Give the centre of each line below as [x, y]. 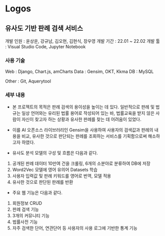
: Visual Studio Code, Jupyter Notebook [45, 47]
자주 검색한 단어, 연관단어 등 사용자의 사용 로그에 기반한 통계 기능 [75, 228]
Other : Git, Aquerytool [28, 81]
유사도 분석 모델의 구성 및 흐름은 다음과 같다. [55, 153]
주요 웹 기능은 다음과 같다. [37, 192]
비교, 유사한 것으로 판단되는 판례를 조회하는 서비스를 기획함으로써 [84, 136]
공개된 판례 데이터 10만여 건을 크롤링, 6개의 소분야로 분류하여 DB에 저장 [81, 163]
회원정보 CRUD [27, 203]
